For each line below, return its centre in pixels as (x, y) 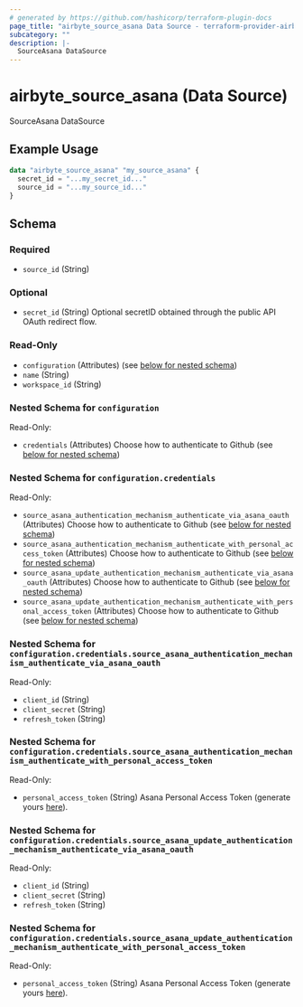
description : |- (40, 43)
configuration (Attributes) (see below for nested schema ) (129, 365)
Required (30, 249)
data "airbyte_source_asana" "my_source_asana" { (105, 170)
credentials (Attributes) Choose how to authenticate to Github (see (147, 445)
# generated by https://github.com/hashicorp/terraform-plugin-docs (141, 18)
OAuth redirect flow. (60, 322)
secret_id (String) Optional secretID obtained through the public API (149, 312)
